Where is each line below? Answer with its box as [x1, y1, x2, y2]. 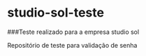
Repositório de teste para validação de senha [7, 41, 138, 49]
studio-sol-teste [7, 5, 105, 21]
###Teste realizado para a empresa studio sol [7, 28, 140, 36]
